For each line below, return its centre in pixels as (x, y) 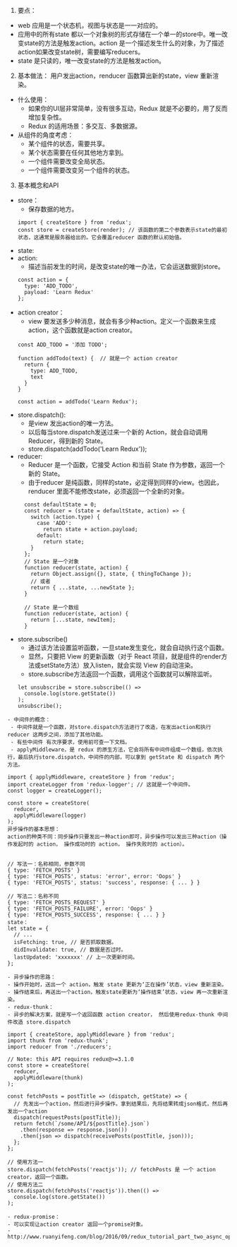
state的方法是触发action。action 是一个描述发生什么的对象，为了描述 (124, 43)
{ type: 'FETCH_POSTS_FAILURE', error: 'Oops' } (80, 909)
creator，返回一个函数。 (39, 1177)
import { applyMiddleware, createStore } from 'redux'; (91, 777)
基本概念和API (38, 185)
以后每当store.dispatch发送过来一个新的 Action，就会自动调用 (118, 432)
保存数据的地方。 (53, 209)
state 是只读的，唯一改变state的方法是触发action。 (91, 61)
